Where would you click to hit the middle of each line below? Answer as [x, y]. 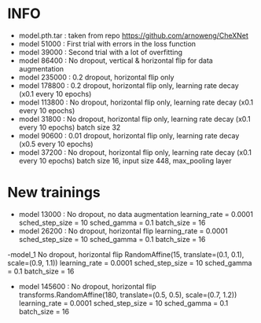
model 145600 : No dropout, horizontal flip [87, 286]
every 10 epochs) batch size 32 [70, 127]
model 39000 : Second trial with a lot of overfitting [100, 52]
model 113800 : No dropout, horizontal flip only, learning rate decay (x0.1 [136, 102]
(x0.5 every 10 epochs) [56, 144]
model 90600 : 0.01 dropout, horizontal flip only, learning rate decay [129, 135]
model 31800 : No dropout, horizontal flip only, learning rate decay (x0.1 [134, 119]
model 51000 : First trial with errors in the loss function [107, 43]
